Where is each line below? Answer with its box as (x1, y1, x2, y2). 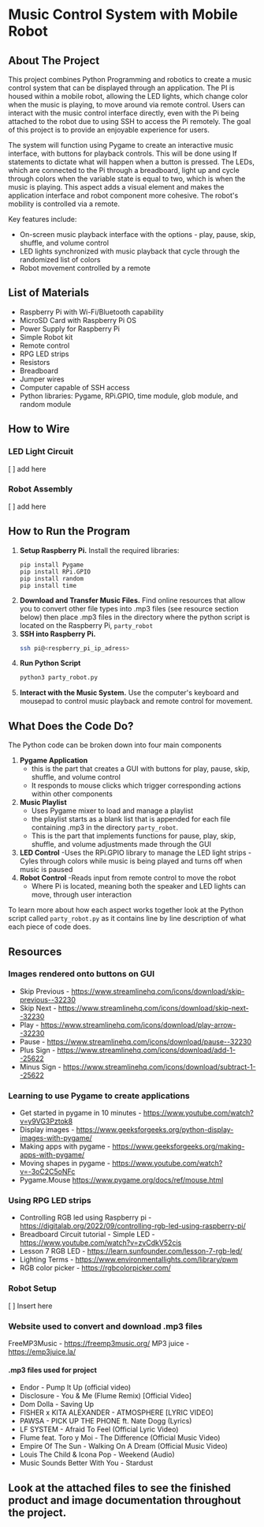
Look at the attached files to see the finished (8, 1481, 231, 1495)
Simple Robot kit (19, 332, 73, 341)
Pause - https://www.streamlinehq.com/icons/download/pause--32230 (19, 1036, 252, 1046)
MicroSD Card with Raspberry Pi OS (19, 315, 136, 325)
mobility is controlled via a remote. (8, 199, 121, 209)
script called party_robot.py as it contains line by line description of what (8, 914, 247, 923)
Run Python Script (19, 658, 81, 668)
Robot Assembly (8, 483, 73, 495)
